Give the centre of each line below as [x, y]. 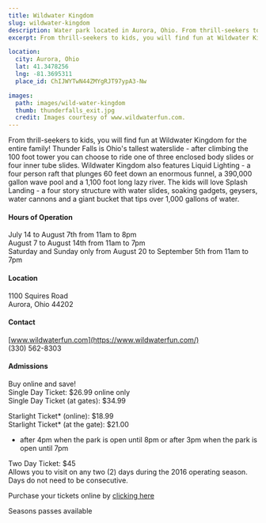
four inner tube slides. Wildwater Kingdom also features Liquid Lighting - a [129, 165]
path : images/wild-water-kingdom [70, 103]
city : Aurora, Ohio [47, 59]
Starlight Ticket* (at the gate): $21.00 [68, 424]
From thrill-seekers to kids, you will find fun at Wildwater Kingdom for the [127, 140]
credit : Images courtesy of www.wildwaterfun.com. [101, 118]
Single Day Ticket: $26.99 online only [69, 392]
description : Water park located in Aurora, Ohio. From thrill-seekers [129, 30]
